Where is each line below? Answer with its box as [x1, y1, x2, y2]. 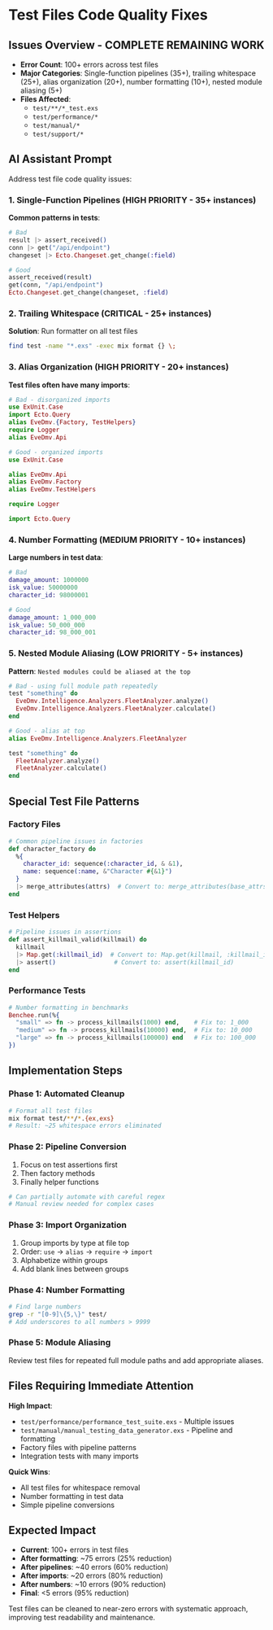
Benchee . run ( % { [8, 1011, 60, 1019]
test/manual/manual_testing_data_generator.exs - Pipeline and [19, 1425, 233, 1435]
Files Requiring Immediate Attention [8, 1379, 194, 1393]
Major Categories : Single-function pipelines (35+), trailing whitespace [19, 68, 257, 78]
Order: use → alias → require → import [19, 1247, 153, 1256]
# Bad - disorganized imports [8, 395, 111, 404]
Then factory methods [19, 1168, 96, 1178]
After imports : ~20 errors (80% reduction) [19, 1571, 164, 1580]
